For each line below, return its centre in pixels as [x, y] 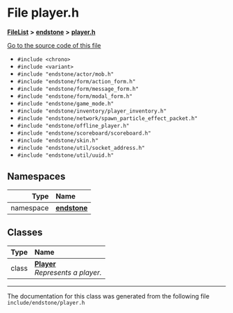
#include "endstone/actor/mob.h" [66, 74]
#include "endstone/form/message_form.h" [78, 89]
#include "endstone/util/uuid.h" [66, 155]
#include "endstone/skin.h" [58, 140]
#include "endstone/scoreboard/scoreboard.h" [84, 133]
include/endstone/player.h [46, 303]
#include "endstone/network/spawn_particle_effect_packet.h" [107, 118]
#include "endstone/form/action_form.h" [76, 81]
